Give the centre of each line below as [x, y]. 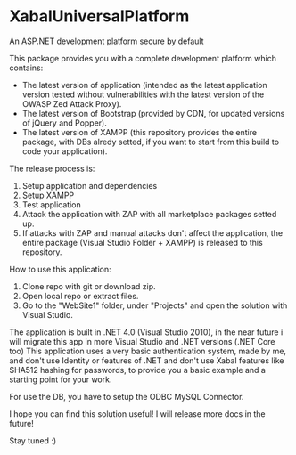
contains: [26, 68]
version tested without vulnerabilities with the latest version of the [143, 94]
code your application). [65, 151]
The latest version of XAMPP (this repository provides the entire [139, 132]
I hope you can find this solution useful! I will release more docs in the [137, 414]
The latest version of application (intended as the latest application [144, 85]
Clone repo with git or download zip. [89, 286]
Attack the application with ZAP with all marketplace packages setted [149, 214]
